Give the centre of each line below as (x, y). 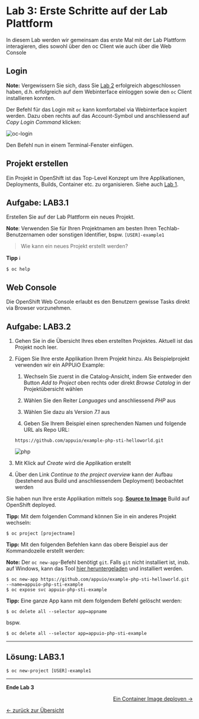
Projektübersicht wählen (53, 389)
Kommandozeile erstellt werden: (45, 551)
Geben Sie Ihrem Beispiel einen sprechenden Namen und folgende (105, 423)
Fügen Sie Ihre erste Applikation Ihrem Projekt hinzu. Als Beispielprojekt (102, 359)
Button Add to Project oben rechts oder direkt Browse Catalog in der (107, 383)
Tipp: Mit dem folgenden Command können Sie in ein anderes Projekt (91, 516)
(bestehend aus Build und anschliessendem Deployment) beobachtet (99, 481)
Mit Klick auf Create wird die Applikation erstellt (73, 463)
